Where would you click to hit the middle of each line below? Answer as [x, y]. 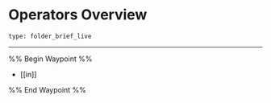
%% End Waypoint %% [47, 89]
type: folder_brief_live [50, 36]
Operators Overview [78, 15]
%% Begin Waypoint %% [50, 59]
